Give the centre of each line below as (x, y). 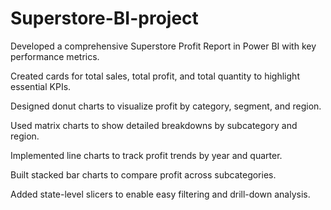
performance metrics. (55, 56)
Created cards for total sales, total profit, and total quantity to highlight (155, 76)
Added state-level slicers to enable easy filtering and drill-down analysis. (160, 194)
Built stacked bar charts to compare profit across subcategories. (143, 174)
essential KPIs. (41, 86)
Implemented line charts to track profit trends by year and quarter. (146, 155)
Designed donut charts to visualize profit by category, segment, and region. (166, 106)
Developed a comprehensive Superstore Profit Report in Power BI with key (163, 46)
